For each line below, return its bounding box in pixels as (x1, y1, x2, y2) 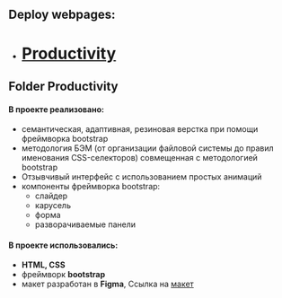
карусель (34, 200, 71, 211)
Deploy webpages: (8, 7, 116, 22)
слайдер (34, 190, 68, 201)
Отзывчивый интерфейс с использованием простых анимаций (21, 171, 262, 182)
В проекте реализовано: (8, 103, 105, 115)
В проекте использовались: (8, 240, 119, 250)
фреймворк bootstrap (21, 269, 106, 280)
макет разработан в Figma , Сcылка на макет (21, 278, 194, 290)
